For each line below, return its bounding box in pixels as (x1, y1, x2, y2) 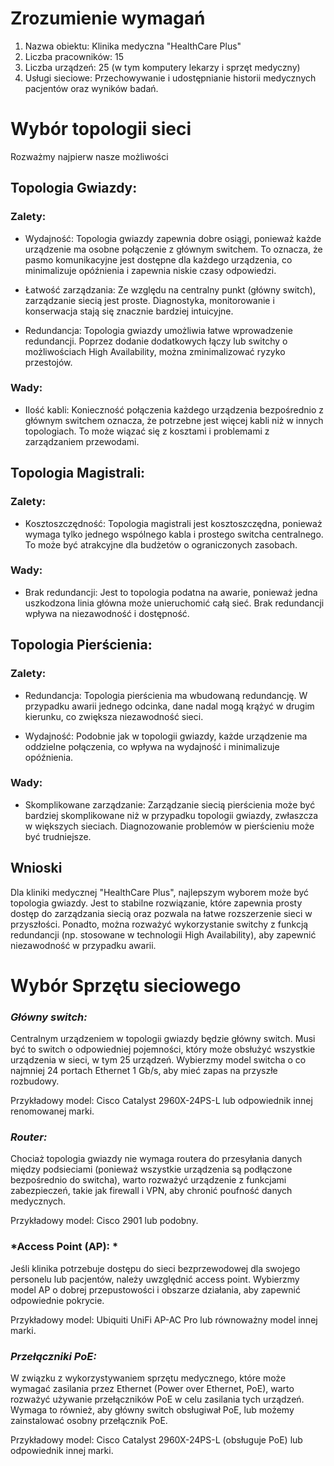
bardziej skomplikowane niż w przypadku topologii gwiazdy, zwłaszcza (24, 809, 319, 821)
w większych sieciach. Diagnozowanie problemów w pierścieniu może (24, 820, 315, 832)
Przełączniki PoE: (10, 1349, 97, 1363)
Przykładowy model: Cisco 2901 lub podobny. (10, 1215, 199, 1227)
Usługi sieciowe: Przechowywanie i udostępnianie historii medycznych (24, 72, 317, 84)
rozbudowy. (10, 1075, 60, 1087)
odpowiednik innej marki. (10, 1445, 114, 1457)
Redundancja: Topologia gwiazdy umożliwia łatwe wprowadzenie (24, 324, 293, 336)
